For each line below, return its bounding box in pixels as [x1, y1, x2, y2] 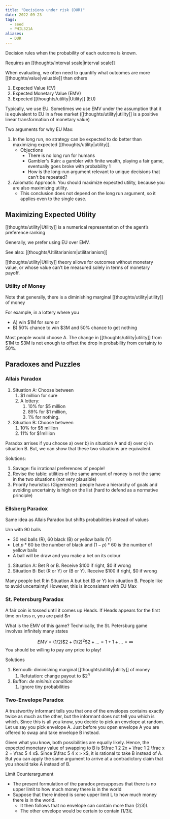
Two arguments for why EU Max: [5, 126, 74, 132]
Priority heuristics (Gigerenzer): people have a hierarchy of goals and [12, 481, 158, 487]
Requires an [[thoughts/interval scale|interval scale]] [5, 60, 115, 66]
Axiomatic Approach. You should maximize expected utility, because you [12, 179, 165, 185]
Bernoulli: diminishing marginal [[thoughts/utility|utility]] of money [12, 666, 150, 672]
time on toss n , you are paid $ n [5, 613, 70, 619]
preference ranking [5, 229, 46, 235]
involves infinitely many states [5, 628, 69, 634]
